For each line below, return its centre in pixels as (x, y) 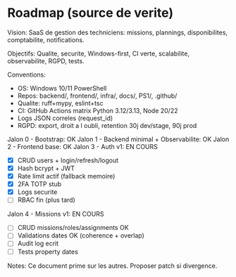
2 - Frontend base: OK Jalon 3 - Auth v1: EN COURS (83, 146)
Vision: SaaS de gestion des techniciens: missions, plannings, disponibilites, (117, 32)
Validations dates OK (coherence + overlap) (81, 236)
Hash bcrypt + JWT (46, 168)
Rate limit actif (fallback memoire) (66, 176)
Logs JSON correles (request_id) (65, 118)
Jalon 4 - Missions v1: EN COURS (56, 214)
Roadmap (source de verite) (91, 13)
